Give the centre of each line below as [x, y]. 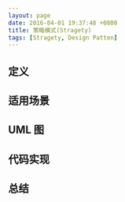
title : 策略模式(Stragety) [50, 30]
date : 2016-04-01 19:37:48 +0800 [63, 23]
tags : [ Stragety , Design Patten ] [63, 37]
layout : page [29, 15]
